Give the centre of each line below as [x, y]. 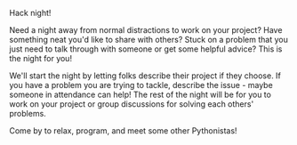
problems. [28, 113]
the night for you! [41, 58]
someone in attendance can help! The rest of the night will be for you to [140, 94]
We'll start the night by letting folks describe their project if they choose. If [145, 76]
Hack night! [30, 13]
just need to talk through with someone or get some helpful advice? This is [146, 49]
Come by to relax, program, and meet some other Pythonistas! [123, 131]
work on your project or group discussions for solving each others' [132, 104]
